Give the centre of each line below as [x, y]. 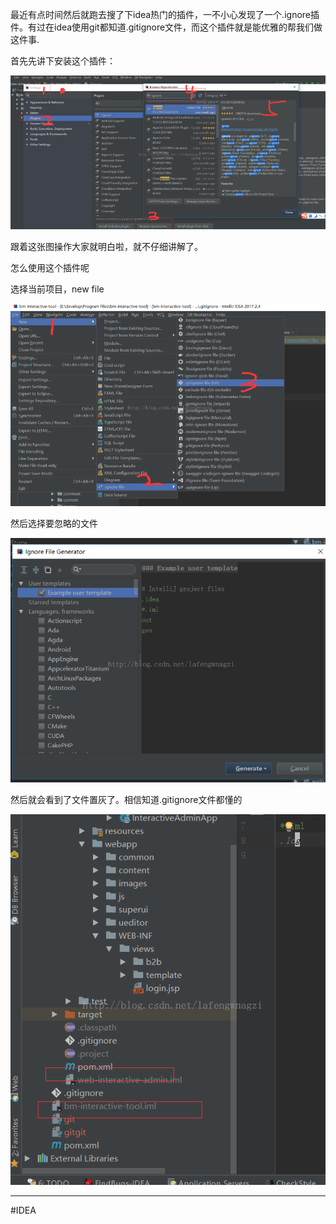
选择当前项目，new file [57, 289]
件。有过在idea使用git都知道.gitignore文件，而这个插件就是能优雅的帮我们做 [166, 27]
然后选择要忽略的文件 [54, 523]
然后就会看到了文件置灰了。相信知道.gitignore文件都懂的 [126, 799]
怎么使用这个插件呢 [50, 267]
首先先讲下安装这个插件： [63, 61]
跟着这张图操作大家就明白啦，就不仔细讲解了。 [106, 246]
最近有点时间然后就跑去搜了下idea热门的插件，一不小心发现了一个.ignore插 [165, 14]
